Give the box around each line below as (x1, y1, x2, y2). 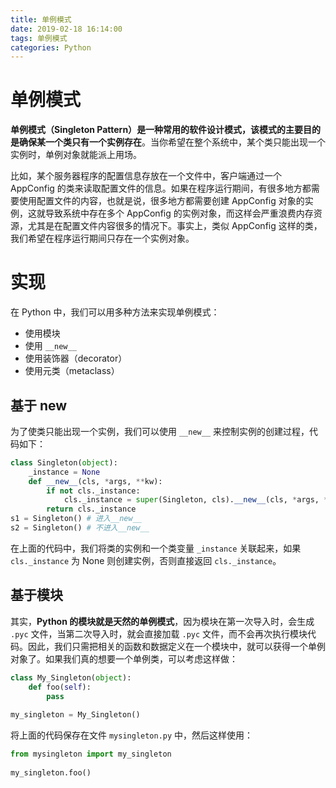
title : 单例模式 (10, 14, 72, 25)
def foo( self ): (28, 682, 92, 692)
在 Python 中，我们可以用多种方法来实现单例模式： (10, 306, 220, 318)
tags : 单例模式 (10, 33, 68, 43)
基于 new (10, 397, 68, 414)
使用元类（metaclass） (24, 365, 120, 377)
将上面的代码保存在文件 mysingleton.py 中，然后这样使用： (10, 729, 254, 741)
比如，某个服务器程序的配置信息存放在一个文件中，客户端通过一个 (10, 170, 282, 182)
